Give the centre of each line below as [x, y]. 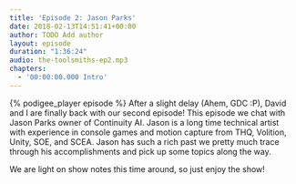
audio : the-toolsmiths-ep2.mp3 [69, 60]
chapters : [28, 69]
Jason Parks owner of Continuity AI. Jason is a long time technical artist [144, 122]
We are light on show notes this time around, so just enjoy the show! [138, 169]
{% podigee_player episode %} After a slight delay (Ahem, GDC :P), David [148, 103]
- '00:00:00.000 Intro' [62, 77]
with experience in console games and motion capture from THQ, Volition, [148, 132]
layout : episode [40, 43]
